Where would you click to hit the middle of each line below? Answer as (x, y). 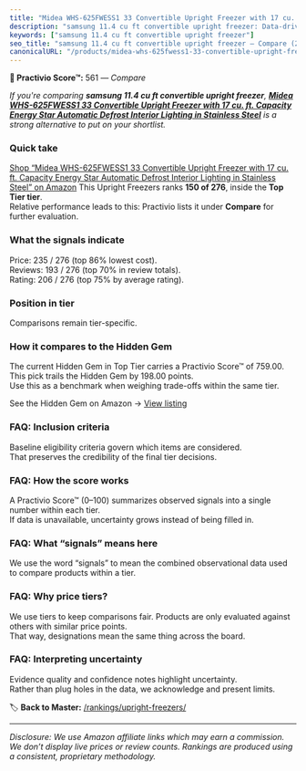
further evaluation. (44, 216)
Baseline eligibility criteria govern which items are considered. (126, 447)
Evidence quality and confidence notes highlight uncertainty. (123, 679)
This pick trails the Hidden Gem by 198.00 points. (102, 376)
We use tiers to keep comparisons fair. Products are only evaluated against (150, 616)
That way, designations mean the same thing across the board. (127, 636)
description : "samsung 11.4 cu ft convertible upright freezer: (134, 26)
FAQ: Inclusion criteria (60, 427)
